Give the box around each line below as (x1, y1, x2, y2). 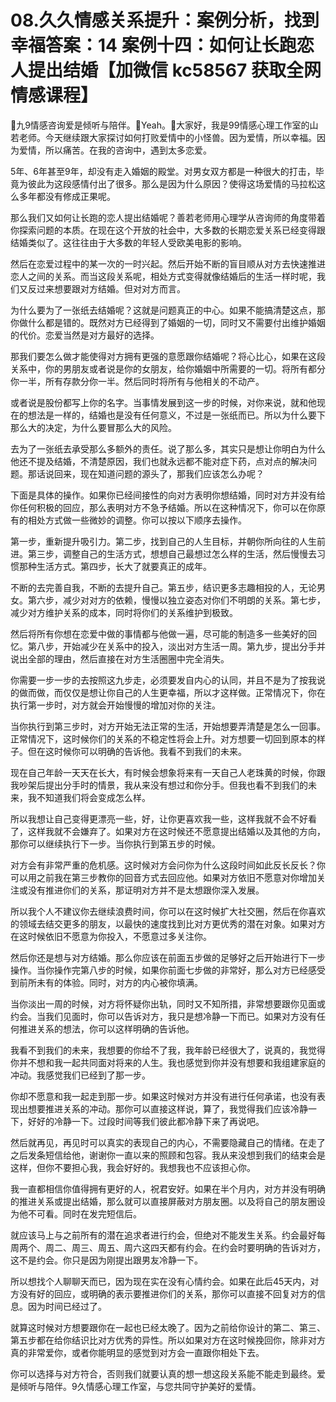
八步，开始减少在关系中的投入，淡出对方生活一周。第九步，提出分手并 (36, 640, 326, 652)
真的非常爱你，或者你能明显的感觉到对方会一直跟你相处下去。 (10, 1346, 265, 1358)
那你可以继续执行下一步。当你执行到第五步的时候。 (10, 837, 221, 850)
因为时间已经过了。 (27, 1300, 107, 1312)
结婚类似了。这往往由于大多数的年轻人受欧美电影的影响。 (10, 236, 247, 248)
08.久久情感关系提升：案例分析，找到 (10, 9, 320, 32)
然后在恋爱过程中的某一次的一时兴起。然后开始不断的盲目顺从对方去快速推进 (10, 257, 326, 270)
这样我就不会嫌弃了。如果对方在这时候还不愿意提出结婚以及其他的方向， (27, 825, 326, 837)
